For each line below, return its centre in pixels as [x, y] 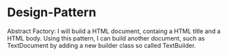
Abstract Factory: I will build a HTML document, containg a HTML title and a [114, 31]
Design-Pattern [52, 12]
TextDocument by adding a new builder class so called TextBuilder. [102, 45]
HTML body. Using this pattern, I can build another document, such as [106, 38]
